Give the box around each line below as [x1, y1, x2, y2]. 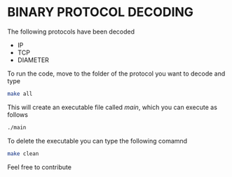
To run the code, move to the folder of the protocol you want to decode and [7, 69, 226, 78]
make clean [7, 150, 39, 157]
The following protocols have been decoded [7, 27, 135, 36]
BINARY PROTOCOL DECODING [7, 4, 194, 20]
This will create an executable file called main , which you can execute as [7, 103, 217, 111]
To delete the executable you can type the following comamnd [7, 136, 188, 145]
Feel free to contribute [7, 162, 72, 171]
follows [7, 110, 28, 119]
